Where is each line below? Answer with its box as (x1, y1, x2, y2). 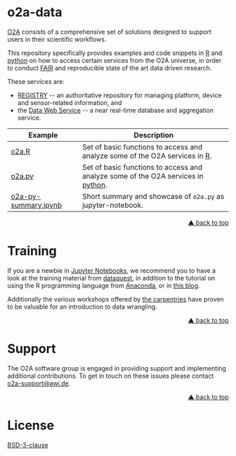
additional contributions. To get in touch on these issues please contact (7, 371, 214, 380)
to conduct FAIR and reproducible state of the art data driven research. (7, 63, 212, 72)
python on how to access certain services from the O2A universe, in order (7, 56, 222, 64)
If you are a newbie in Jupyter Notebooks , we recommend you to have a (7, 266, 216, 275)
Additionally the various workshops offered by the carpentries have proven (7, 295, 224, 303)
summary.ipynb (11, 200, 63, 210)
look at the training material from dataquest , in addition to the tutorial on (7, 273, 216, 282)
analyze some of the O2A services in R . (81, 151, 212, 161)
